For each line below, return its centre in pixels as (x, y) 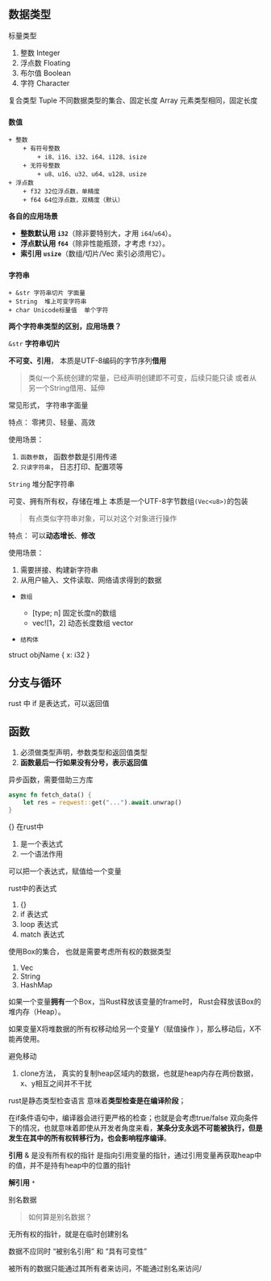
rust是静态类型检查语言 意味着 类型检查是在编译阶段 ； (97, 1100)
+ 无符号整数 (42, 166)
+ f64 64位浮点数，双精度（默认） (73, 201)
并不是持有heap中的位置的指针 (80, 1165)
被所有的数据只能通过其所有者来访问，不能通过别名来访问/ (105, 1268)
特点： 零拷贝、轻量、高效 (52, 422)
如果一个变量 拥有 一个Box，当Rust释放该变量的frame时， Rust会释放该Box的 (135, 1001)
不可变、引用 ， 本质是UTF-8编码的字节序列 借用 (88, 361)
